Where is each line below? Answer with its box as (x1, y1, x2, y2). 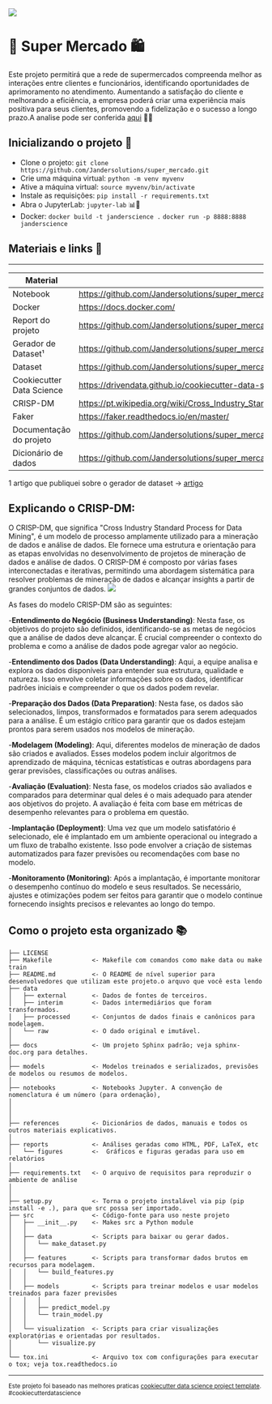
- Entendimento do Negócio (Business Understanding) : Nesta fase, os (8, 616, 245, 625)
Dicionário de (12, 447, 63, 459)
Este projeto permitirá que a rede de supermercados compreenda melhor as (8, 69, 262, 79)
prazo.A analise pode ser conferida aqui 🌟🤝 (8, 113, 154, 122)
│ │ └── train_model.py (8, 1311, 104, 1319)
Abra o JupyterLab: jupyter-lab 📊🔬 (19, 199, 141, 209)
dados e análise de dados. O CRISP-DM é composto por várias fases (8, 557, 238, 567)
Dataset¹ (12, 348, 45, 359)
